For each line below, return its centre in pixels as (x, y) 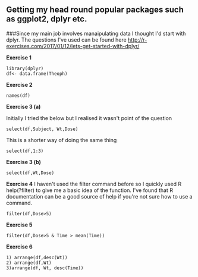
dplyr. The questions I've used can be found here (66, 40)
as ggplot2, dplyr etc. (47, 19)
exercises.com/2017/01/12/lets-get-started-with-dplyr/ (73, 46)
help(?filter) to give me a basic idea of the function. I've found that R (90, 190)
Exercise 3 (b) (24, 162)
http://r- (137, 40)
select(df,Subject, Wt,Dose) (42, 129)
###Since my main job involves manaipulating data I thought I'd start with (96, 33)
